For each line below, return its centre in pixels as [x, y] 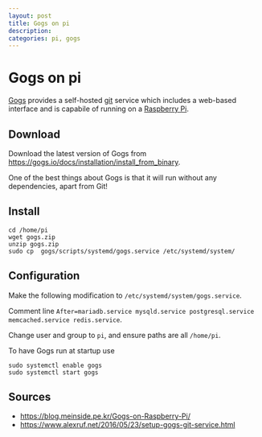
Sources [30, 397]
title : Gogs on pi [39, 23]
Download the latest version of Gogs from [78, 153]
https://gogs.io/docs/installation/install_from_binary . [94, 162]
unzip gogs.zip [34, 244]
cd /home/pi [28, 230]
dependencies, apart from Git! [58, 186]
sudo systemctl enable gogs [55, 365]
